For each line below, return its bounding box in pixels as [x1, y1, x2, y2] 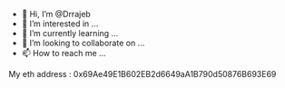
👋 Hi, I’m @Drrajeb [21, 9, 92, 19]
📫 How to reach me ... [21, 48, 106, 58]
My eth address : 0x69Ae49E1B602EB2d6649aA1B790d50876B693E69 [8, 69, 277, 79]
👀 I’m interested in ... [21, 18, 99, 29]
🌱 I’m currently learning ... [21, 28, 119, 38]
